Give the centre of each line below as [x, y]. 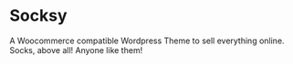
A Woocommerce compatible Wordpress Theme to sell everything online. [147, 41]
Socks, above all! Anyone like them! [76, 50]
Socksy [38, 16]
